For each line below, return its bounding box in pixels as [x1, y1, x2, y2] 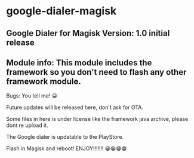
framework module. [6, 76, 82, 86]
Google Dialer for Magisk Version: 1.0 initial [6, 28, 170, 38]
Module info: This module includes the [6, 57, 152, 68]
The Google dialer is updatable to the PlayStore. [6, 133, 124, 141]
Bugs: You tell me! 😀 [6, 92, 58, 99]
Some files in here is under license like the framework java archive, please [6, 116, 189, 123]
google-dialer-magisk [6, 4, 117, 18]
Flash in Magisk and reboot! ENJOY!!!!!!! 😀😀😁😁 [6, 145, 127, 152]
